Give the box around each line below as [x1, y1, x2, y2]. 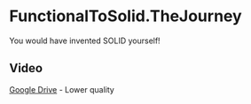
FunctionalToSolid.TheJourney [9, 6, 242, 26]
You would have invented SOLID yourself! [9, 35, 161, 46]
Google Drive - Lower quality [9, 84, 115, 94]
